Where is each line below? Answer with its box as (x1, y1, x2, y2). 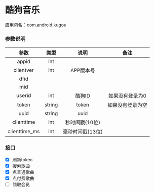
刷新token (12, 156, 33, 162)
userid (16, 92, 31, 99)
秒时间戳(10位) (65, 119, 100, 126)
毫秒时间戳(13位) (62, 128, 103, 135)
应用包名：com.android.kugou (5, 22, 67, 28)
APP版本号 (70, 67, 95, 74)
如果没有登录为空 (107, 102, 147, 109)
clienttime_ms (7, 128, 40, 135)
